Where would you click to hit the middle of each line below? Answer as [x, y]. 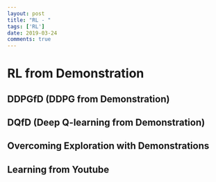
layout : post [26, 13]
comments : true [29, 39]
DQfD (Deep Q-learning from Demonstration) [106, 123]
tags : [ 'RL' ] [26, 26]
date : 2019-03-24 [32, 33]
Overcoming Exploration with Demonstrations [108, 146]
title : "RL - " [29, 20]
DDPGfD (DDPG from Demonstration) [89, 99]
